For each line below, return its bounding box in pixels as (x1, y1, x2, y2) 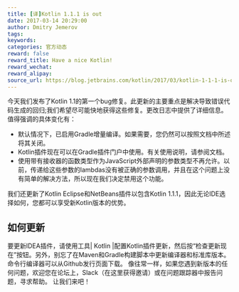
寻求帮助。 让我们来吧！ (19, 277, 90, 286)
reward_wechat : (7, 63, 53, 71)
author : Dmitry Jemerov (7, 24, 78, 31)
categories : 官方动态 (7, 43, 68, 51)
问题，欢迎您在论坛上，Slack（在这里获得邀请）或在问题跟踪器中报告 (13, 268, 217, 277)
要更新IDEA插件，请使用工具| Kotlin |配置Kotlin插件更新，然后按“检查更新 (7, 241, 221, 250)
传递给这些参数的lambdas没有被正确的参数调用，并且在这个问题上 (30, 165, 224, 174)
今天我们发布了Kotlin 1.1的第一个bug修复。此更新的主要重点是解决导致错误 (7, 97, 224, 105)
